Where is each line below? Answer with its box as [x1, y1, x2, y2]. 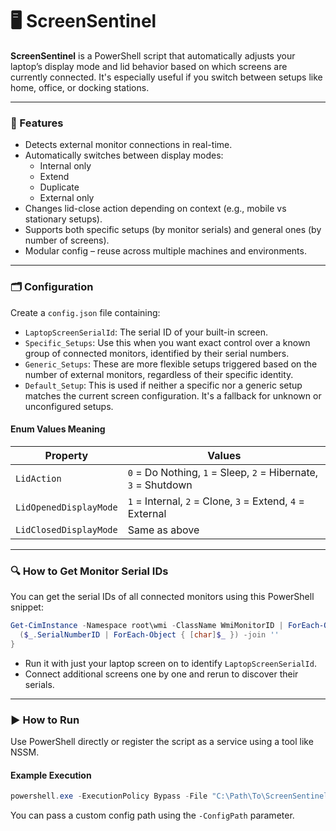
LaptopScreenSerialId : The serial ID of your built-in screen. [24, 326, 268, 338]
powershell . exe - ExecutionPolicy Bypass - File [10, 791, 208, 802]
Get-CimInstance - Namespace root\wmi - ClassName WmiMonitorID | [10, 621, 284, 631]
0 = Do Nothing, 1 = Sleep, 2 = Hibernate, [127, 465, 319, 479]
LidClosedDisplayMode [15, 524, 118, 535]
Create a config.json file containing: [10, 306, 161, 318]
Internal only [39, 160, 92, 172]
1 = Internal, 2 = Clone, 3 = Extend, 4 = [127, 494, 305, 508]
